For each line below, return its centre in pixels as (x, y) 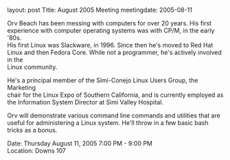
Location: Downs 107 (37, 151)
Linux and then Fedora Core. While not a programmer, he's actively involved (114, 52)
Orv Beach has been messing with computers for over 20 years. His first (109, 23)
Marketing (22, 88)
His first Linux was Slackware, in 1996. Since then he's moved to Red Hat (110, 45)
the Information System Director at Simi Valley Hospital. (85, 102)
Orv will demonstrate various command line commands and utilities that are (114, 115)
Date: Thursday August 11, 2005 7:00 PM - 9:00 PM (80, 143)
